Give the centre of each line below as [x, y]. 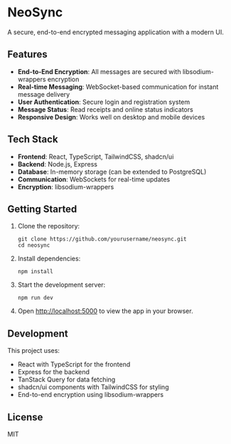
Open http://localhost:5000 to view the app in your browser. [105, 311]
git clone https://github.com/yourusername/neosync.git [102, 239]
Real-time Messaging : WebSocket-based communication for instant [118, 87]
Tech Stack [33, 139]
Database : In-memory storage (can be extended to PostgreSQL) [112, 171]
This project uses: [34, 351]
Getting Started [42, 209]
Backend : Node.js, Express [58, 164]
